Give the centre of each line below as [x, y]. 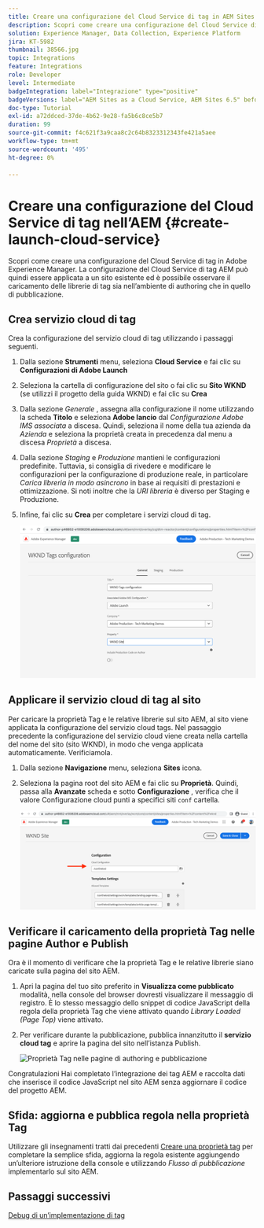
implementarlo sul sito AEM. [53, 1171]
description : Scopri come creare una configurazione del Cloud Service [128, 25]
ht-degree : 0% [31, 157]
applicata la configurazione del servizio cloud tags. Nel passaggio [115, 727]
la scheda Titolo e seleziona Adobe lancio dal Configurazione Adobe [131, 418]
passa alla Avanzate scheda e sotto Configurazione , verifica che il [129, 791]
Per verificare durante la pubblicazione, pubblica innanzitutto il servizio [135, 1035]
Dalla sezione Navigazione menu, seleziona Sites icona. [111, 768]
